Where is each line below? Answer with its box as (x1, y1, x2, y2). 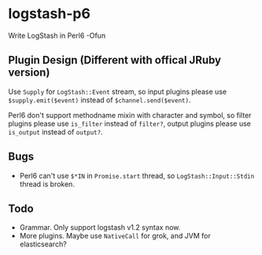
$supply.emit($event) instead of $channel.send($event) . (8, 95, 191, 105)
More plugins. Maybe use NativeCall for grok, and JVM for (19, 231, 211, 241)
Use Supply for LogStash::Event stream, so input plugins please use (8, 87, 227, 96)
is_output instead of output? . (8, 127, 104, 136)
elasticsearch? (19, 239, 67, 249)
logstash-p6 (8, 5, 90, 23)
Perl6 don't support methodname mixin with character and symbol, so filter (8, 110, 252, 120)
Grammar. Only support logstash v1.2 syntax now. (19, 223, 181, 232)
